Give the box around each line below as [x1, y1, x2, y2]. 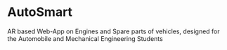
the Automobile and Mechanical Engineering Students [7, 34, 163, 42]
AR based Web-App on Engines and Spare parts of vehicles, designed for [7, 27, 220, 35]
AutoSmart [7, 4, 72, 20]
